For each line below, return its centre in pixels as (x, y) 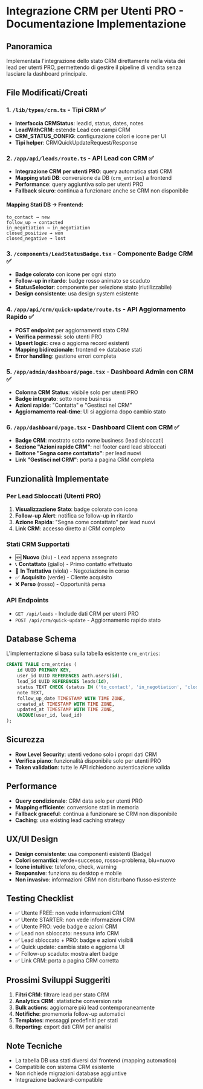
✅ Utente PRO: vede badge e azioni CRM (66, 927)
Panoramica (29, 46)
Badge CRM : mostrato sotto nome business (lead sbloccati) (89, 441)
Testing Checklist (40, 898)
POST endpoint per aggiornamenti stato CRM (72, 330)
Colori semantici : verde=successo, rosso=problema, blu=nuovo (95, 860)
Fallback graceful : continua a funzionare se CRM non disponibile (96, 814)
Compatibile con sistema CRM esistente (65, 1067)
